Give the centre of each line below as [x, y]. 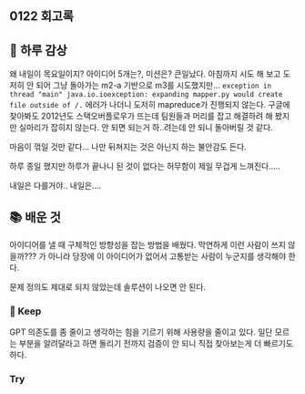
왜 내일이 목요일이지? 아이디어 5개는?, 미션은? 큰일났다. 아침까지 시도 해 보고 [145, 74]
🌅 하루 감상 [39, 50]
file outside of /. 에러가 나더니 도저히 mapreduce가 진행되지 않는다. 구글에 [150, 105]
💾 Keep [25, 311]
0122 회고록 [42, 16]
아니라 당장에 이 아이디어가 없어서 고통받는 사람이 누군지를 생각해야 [167, 256]
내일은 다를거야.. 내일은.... [56, 186]
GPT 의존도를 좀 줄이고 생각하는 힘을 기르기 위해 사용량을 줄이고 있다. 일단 [141, 332]
